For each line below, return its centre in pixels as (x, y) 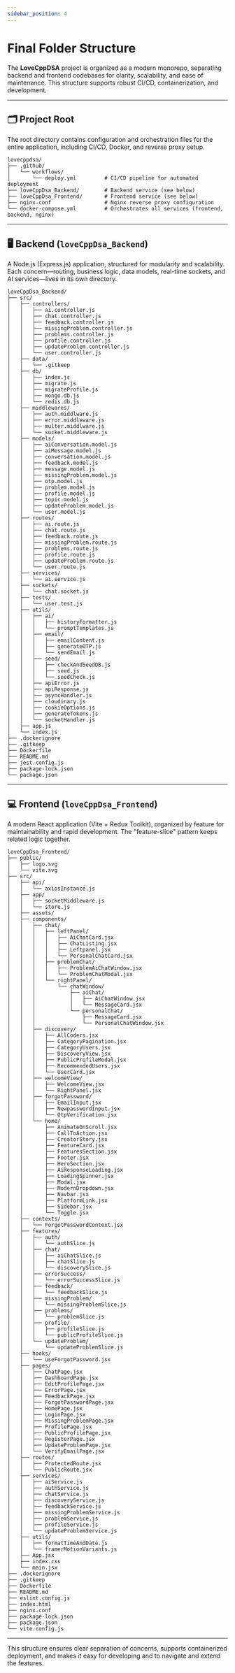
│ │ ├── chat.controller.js (54, 316)
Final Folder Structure (72, 48)
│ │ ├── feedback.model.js (53, 463)
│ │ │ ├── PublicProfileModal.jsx (67, 1060)
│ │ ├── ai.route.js (43, 524)
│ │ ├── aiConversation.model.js (62, 445)
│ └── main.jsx (33, 1567)
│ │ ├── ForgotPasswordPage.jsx (60, 1402)
